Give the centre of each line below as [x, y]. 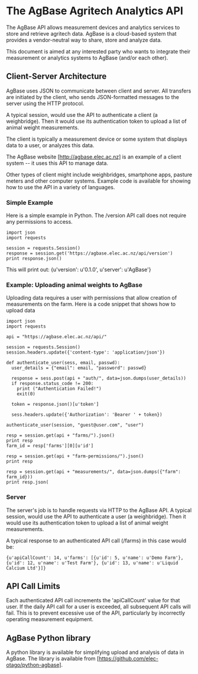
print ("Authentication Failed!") [59, 389]
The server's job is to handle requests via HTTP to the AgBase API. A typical [99, 510]
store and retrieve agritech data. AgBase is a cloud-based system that [91, 33]
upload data [21, 310]
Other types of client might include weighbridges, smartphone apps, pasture [99, 174]
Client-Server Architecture [56, 76]
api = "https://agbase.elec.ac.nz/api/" [57, 337]
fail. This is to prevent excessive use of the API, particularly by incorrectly [95, 613]
